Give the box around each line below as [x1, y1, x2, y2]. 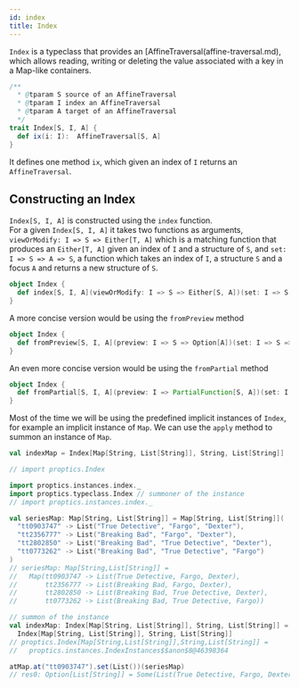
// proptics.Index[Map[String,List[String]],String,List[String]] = [9, 637, 269, 647]
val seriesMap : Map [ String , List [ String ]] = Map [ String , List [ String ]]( [9, 514, 285, 523]
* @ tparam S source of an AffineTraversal [17, 90, 177, 99]
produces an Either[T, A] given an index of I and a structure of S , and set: [9, 244, 287, 254]
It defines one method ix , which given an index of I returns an [9, 156, 238, 167]
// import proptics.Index [9, 465, 105, 474]
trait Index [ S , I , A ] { [9, 123, 98, 132]
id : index [9, 12, 46, 22]
